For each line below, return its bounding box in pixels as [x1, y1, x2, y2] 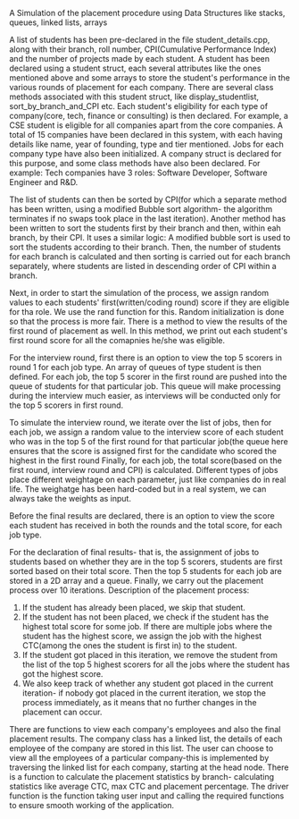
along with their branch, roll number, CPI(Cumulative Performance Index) [9, 44, 277, 55]
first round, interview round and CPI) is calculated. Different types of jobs [9, 465, 278, 475]
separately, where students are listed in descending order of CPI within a [9, 261, 277, 271]
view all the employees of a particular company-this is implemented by [9, 753, 270, 763]
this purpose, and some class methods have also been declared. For [9, 158, 261, 168]
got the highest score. [21, 669, 104, 679]
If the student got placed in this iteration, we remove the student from [21, 650, 278, 660]
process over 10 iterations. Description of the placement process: [9, 585, 250, 595]
